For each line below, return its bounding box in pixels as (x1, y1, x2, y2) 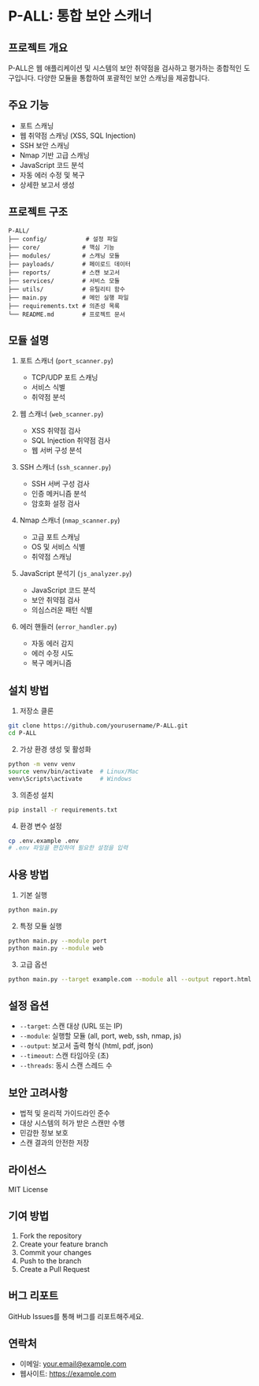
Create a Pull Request (19, 1264, 91, 1273)
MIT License (8, 1185, 49, 1194)
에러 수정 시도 (31, 648, 74, 658)
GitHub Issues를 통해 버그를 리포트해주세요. (8, 1311, 144, 1321)
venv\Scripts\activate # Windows (8, 775, 132, 782)
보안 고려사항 (8, 1086, 68, 1099)
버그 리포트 (8, 1289, 59, 1302)
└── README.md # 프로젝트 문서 (8, 310, 126, 318)
